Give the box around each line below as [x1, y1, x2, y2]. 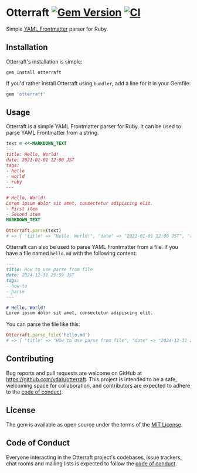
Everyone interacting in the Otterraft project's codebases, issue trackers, [6, 454, 182, 461]
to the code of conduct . [6, 388, 63, 395]
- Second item [6, 211, 41, 217]
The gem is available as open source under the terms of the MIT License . [6, 421, 183, 428]
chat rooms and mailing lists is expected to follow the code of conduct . [6, 459, 177, 467]
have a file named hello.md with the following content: [6, 250, 137, 257]
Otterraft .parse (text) [6, 227, 62, 234]
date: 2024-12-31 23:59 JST [6, 272, 75, 278]
